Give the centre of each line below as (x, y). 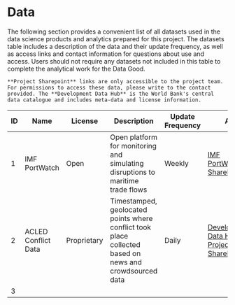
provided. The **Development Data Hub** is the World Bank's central (111, 94)
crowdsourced (134, 271)
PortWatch (42, 167)
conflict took (131, 227)
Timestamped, (134, 201)
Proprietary (85, 240)
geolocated (129, 209)
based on (126, 253)
